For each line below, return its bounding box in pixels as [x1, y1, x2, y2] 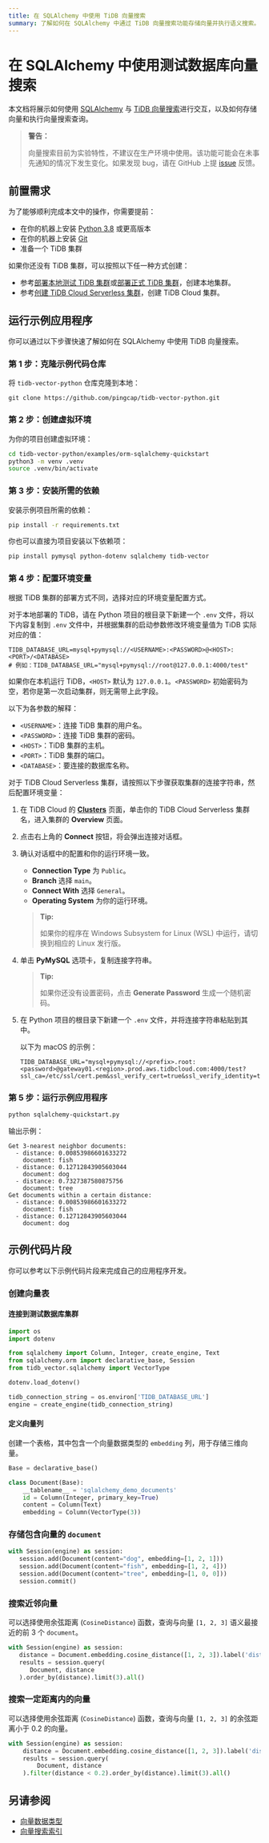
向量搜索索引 [19, 1826, 62, 1836]
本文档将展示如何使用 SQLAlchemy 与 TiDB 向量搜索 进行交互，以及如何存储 [8, 104, 258, 114]
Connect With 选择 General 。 [31, 885, 130, 895]
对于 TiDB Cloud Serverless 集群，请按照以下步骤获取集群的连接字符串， [8, 777, 248, 787]
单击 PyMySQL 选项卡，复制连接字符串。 [19, 955, 156, 965]
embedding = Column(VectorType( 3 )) [22, 1508, 142, 1517]
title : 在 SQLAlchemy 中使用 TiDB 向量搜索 [8, 11, 147, 20]
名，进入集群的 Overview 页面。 [19, 814, 128, 824]
